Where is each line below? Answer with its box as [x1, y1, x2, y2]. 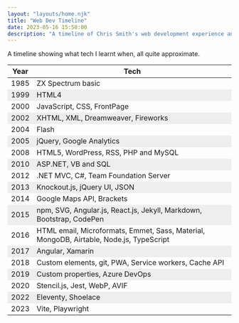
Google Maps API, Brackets [36, 194, 128, 204]
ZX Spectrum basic [36, 79, 101, 89]
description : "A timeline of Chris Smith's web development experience [7, 30, 224, 38]
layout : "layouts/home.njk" [7, 10, 91, 18]
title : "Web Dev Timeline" [7, 17, 87, 24]
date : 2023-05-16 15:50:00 [7, 23, 87, 31]
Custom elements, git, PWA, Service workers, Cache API [36, 258, 225, 268]
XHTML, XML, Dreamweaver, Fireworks [36, 113, 169, 123]
